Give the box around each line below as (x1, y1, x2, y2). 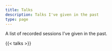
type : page (5, 17, 29, 22)
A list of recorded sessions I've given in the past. (5, 31, 108, 37)
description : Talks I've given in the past (5, 12, 99, 17)
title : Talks (5, 7, 33, 13)
